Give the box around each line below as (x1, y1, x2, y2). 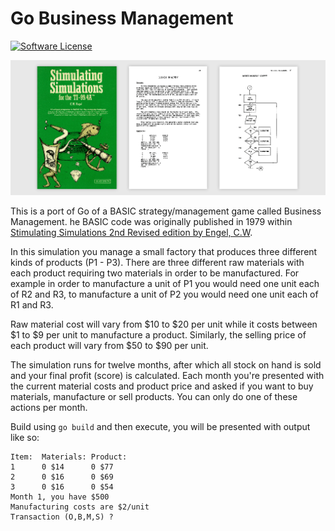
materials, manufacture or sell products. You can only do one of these (10, 390, 298, 402)
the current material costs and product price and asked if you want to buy (10, 380, 314, 392)
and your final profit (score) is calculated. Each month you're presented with (10, 369, 325, 381)
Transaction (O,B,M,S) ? (10, 512, 114, 522)
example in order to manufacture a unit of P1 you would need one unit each (10, 277, 320, 289)
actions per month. (10, 401, 88, 413)
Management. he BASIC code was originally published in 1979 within (10, 215, 293, 227)
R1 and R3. (10, 298, 54, 311)
